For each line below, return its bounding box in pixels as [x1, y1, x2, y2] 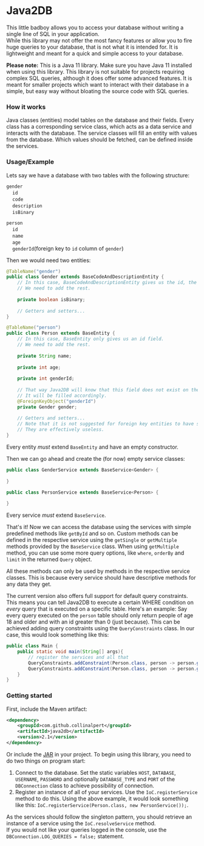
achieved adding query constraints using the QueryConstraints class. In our [6, 625, 195, 632]
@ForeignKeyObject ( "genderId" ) [17, 398, 97, 404]
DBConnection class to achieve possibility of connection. [15, 781, 155, 789]
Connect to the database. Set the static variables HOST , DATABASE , [15, 769, 176, 776]
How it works [6, 102, 46, 111]
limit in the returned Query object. [6, 556, 92, 563]
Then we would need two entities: [6, 257, 91, 264]
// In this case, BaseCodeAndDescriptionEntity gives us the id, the [17, 280, 197, 286]
